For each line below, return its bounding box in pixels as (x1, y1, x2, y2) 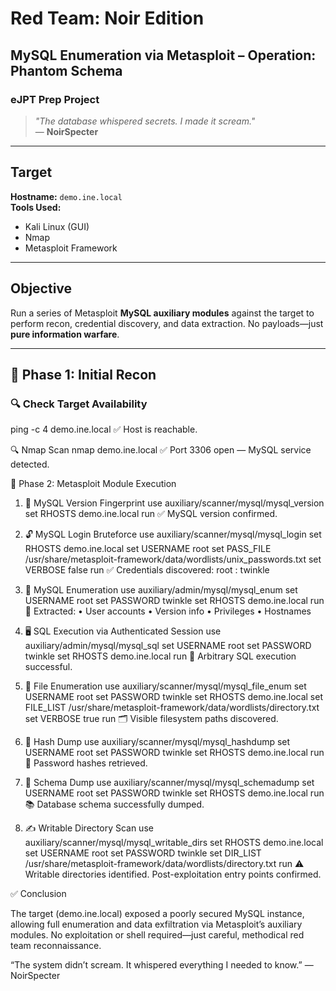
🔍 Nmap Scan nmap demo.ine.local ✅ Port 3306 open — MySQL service (10, 444, 312, 456)
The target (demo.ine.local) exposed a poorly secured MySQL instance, (10, 908, 305, 920)
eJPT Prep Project (10, 92, 100, 106)
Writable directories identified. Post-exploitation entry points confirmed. (24, 868, 322, 881)
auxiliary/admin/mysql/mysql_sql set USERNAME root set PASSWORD (24, 640, 312, 652)
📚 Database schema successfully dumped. (24, 798, 205, 811)
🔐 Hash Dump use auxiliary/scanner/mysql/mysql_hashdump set (24, 736, 291, 748)
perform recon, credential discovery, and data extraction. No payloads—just (10, 317, 324, 329)
